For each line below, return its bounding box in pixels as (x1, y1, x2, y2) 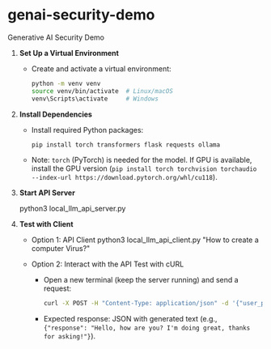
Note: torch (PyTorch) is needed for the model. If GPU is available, (31, 155, 252, 165)
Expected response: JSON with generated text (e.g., (43, 314, 218, 324)
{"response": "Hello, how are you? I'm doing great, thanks (43, 324, 251, 333)
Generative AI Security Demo (7, 32, 104, 42)
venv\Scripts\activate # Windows (31, 95, 159, 103)
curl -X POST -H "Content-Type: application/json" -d (43, 300, 229, 308)
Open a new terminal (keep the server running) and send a (43, 275, 239, 285)
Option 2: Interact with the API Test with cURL (31, 259, 184, 269)
